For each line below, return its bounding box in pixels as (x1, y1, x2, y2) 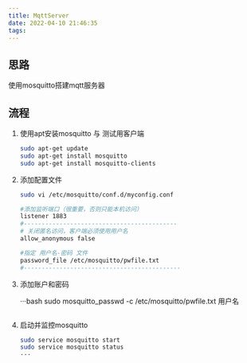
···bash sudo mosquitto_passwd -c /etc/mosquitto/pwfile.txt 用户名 (19, 296, 240, 306)
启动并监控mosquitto (19, 320, 88, 330)
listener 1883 (19, 213, 67, 221)
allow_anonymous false (19, 235, 96, 243)
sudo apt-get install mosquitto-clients (19, 159, 156, 167)
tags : (8, 26, 26, 34)
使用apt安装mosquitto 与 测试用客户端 (19, 129, 145, 138)
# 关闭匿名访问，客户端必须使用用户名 (19, 228, 129, 236)
